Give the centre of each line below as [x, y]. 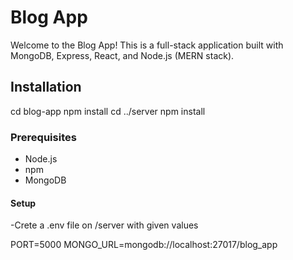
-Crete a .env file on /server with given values [104, 225]
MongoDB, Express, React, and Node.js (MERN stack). [122, 55]
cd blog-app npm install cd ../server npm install [108, 111]
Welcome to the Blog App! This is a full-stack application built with [147, 45]
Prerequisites [43, 137]
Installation [46, 87]
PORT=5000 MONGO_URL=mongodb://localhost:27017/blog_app [144, 245]
